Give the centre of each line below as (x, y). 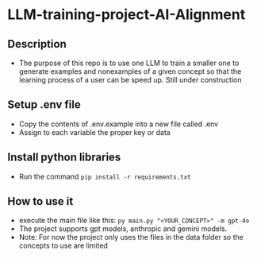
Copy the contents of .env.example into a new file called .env (119, 124)
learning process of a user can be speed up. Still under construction (130, 80)
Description (37, 44)
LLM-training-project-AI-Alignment (127, 15)
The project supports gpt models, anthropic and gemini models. (123, 229)
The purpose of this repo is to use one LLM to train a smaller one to (129, 63)
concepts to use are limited (63, 246)
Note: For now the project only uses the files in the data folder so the (131, 237)
